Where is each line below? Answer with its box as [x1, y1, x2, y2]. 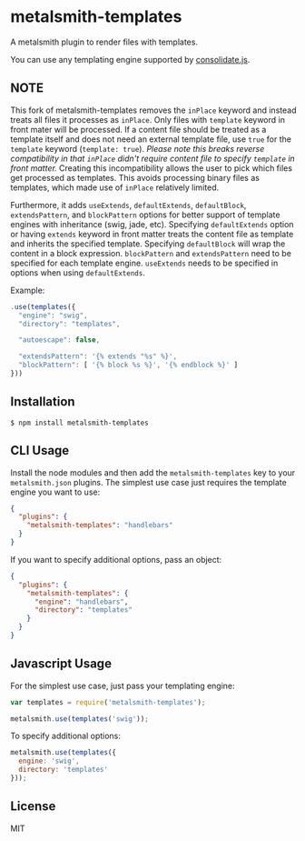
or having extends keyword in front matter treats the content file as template [10, 228, 294, 239]
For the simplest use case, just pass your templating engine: [10, 680, 235, 691]
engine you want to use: [10, 486, 101, 497]
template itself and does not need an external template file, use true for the [10, 134, 291, 145]
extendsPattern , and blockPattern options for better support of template [10, 209, 280, 220]
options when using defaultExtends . [10, 266, 146, 278]
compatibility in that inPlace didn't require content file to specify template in [10, 153, 296, 164]
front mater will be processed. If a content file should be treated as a [10, 124, 267, 135]
